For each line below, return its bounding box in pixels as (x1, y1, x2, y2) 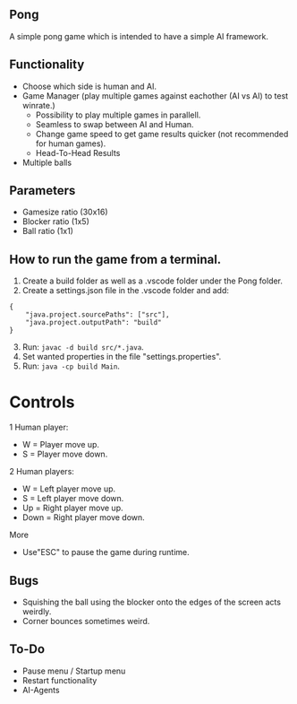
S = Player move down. (21, 448, 108, 460)
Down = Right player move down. (21, 512, 145, 523)
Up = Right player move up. (21, 502, 123, 514)
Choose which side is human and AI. (21, 81, 157, 91)
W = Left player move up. (21, 483, 116, 494)
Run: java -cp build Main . (21, 361, 121, 371)
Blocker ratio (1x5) (21, 216, 89, 227)
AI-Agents (21, 684, 60, 695)
